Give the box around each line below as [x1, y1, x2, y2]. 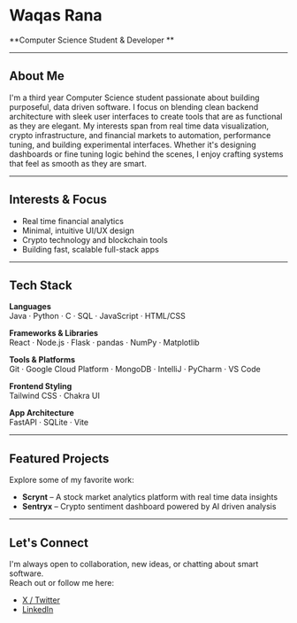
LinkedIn [21, 604, 54, 614]
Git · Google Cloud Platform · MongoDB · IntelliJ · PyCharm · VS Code [9, 364, 261, 375]
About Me [9, 68, 65, 84]
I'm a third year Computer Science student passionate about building [9, 92, 260, 103]
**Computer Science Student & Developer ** [9, 35, 175, 45]
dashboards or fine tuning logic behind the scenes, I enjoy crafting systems [9, 148, 285, 160]
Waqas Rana [9, 5, 103, 26]
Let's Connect [9, 535, 88, 550]
